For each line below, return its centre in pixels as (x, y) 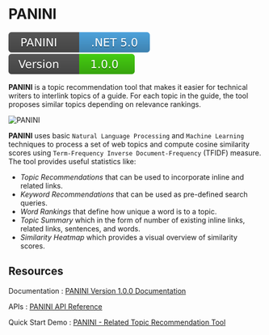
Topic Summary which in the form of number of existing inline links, (132, 220)
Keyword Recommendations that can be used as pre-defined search (134, 194)
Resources (36, 271)
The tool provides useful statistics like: (72, 161)
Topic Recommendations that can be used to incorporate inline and (132, 177)
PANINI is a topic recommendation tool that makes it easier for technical (128, 87)
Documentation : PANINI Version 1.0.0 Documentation (97, 290)
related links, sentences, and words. (80, 228)
